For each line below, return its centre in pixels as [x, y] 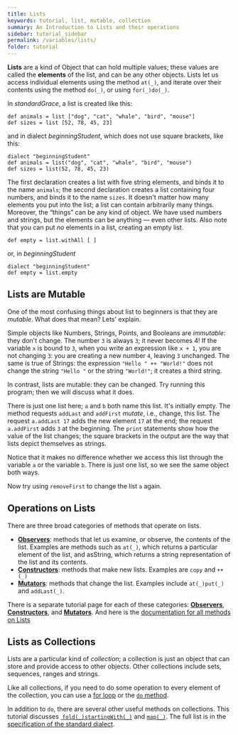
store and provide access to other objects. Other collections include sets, [114, 666]
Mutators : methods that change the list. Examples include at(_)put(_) [121, 583]
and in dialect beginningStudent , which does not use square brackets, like [115, 136]
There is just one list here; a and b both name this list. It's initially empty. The [119, 405]
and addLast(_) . [41, 591]
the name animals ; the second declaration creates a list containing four [111, 190]
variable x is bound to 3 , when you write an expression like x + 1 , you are [114, 348]
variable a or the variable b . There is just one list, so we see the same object [118, 464]
